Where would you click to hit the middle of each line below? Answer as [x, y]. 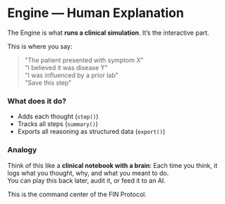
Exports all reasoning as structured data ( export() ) [91, 132]
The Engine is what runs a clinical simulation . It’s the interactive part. [108, 33]
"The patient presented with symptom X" [84, 60]
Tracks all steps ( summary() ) [58, 124]
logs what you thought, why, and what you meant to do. [88, 173]
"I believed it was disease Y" [66, 67]
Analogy [22, 150]
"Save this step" [48, 82]
